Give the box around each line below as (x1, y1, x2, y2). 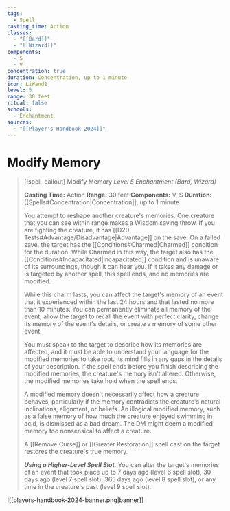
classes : (7, 29, 32, 36)
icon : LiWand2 (7, 80, 48, 87)
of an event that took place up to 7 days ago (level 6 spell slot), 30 (23, 468, 211, 477)
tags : (7, 10, 23, 17)
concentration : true (7, 67, 67, 74)
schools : (7, 106, 32, 113)
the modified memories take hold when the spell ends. (23, 377, 178, 385)
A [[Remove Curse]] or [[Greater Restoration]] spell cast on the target (23, 440, 220, 448)
